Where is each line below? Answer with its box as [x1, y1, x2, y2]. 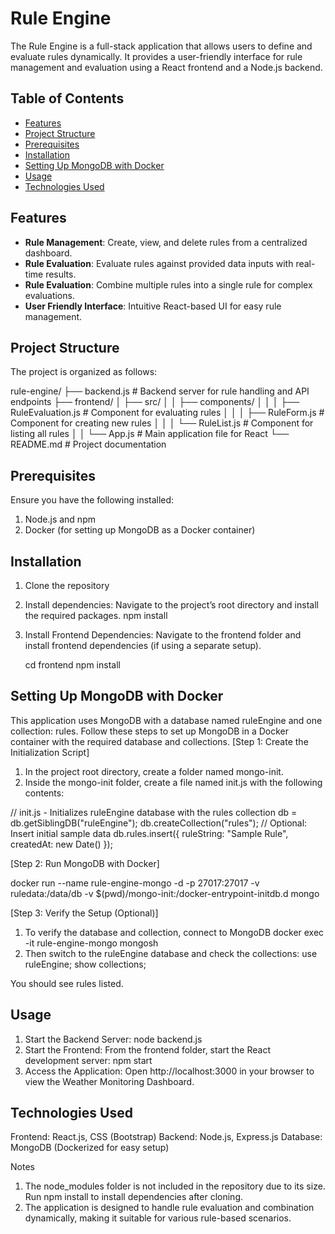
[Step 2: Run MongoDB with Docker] [10, 857, 160, 869]
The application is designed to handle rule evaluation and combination [24, 1202, 315, 1214]
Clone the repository [24, 580, 110, 591]
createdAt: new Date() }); [10, 838, 113, 850]
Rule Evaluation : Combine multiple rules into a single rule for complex [24, 278, 313, 291]
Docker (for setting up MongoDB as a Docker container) [24, 524, 256, 536]
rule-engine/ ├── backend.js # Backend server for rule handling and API [10, 385, 310, 397]
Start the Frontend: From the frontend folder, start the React [24, 1043, 272, 1056]
